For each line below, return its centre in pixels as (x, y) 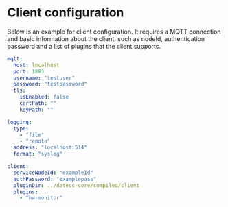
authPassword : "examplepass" (55, 179)
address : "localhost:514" (50, 148)
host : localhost (36, 65)
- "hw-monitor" (41, 198)
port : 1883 (29, 71)
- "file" (32, 135)
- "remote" (35, 141)
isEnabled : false (44, 97)
